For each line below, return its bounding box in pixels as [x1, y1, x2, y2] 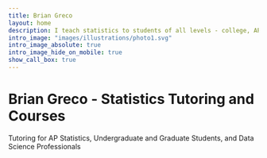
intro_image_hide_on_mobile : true [8, 48, 123, 56]
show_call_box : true [8, 56, 77, 64]
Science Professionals [8, 141, 81, 151]
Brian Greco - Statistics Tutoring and [8, 91, 254, 108]
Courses [8, 107, 66, 125]
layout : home [8, 19, 52, 27]
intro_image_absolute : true [8, 41, 102, 49]
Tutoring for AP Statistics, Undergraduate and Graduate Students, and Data [8, 133, 254, 143]
